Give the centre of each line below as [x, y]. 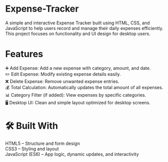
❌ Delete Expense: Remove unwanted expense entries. [62, 81]
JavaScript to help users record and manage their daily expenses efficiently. [85, 28]
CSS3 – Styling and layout [32, 149]
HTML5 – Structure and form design [43, 143]
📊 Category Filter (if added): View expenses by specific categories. [76, 95]
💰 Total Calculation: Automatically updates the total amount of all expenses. [84, 87]
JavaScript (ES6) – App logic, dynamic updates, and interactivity [72, 154]
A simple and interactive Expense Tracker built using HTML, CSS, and [78, 23]
